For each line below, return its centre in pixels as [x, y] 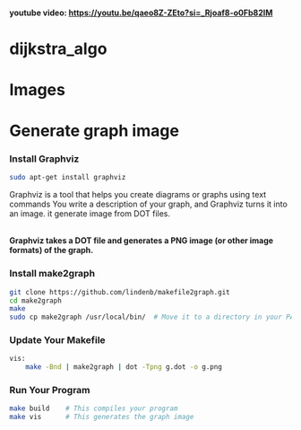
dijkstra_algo [58, 48]
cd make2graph [36, 301]
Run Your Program [50, 391]
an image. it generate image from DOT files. [90, 214]
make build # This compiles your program [94, 408]
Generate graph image [94, 131]
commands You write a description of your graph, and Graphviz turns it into [149, 204]
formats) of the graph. [52, 250]
